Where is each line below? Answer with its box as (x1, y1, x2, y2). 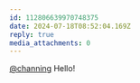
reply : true (9, 30, 54, 39)
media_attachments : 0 (9, 38, 91, 48)
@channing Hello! (9, 63, 76, 74)
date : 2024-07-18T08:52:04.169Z (9, 22, 131, 31)
